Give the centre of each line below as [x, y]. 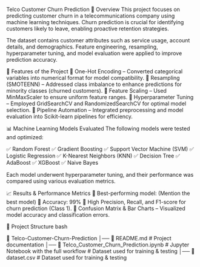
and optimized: [25, 137]
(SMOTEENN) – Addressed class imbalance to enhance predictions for [94, 84]
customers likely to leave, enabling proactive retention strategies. [88, 28]
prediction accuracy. [32, 60]
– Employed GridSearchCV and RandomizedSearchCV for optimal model [96, 104]
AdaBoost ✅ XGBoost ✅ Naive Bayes [52, 163]
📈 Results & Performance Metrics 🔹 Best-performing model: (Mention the [98, 193]
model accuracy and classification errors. [58, 215]
